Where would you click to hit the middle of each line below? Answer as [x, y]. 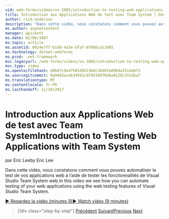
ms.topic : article [24, 43]
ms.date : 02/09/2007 [27, 38]
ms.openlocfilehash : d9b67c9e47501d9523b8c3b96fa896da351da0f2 [73, 71]
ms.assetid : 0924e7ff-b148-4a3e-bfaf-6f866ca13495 [59, 47]
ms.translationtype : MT [30, 80]
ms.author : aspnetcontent [32, 29]
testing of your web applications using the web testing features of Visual [80, 186]
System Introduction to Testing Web [81, 136]
